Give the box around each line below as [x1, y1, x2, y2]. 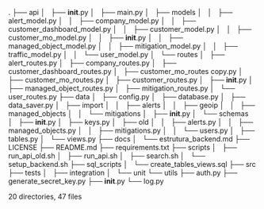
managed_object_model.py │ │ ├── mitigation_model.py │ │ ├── [8, 41, 239, 51]
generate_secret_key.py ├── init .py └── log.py [8, 176, 164, 186]
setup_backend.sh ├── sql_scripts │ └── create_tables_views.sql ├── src [8, 160, 256, 168]
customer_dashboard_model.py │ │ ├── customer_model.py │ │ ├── [8, 25, 252, 33]
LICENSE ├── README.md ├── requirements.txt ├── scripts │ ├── [8, 143, 238, 152]
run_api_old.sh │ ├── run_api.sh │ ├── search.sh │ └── [8, 151, 206, 161]
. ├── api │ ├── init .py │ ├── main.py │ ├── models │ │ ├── [8, 8, 233, 17]
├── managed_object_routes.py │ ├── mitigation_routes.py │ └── [8, 83, 235, 93]
